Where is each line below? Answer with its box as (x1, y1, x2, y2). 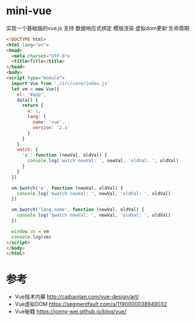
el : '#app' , (17, 91, 46, 97)
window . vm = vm (11, 228, 49, 234)
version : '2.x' (32, 125, 70, 131)
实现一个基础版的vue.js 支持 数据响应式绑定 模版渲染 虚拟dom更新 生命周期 (6, 24, 190, 31)
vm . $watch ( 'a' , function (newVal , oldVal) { (11, 185, 123, 191)
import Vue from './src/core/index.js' (11, 80, 110, 87)
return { (21, 103, 44, 109)
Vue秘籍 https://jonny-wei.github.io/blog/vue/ (14, 308, 126, 315)
